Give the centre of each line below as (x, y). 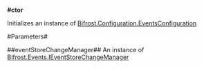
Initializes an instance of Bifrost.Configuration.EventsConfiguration (102, 23)
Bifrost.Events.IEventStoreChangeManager (68, 57)
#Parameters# (28, 36)
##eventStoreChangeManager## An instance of (76, 50)
